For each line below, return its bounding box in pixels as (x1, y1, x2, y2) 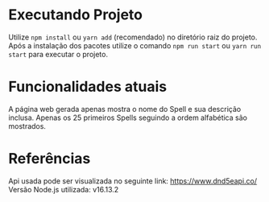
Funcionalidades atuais (8, 78, 168, 96)
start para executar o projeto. (8, 49, 109, 59)
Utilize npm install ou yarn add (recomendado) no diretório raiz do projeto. (8, 32, 258, 42)
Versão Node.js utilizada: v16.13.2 (8, 184, 119, 194)
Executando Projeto (8, 6, 143, 24)
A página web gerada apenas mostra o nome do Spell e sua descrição (8, 104, 242, 113)
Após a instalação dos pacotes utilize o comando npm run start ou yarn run (8, 40, 262, 50)
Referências (8, 150, 91, 168)
